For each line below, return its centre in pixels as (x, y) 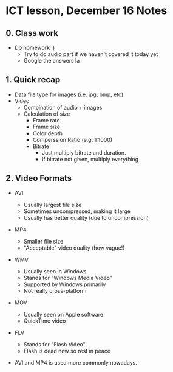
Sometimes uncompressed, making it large (77, 211)
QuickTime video (45, 321)
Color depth (48, 133)
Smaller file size (43, 241)
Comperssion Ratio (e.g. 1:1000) (73, 139)
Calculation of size (47, 114)
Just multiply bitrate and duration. (84, 152)
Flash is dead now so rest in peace (67, 351)
